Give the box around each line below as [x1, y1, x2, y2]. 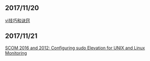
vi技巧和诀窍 [5, 17, 30, 23]
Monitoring [5, 50, 27, 56]
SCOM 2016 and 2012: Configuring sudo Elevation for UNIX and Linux [5, 45, 145, 51]
